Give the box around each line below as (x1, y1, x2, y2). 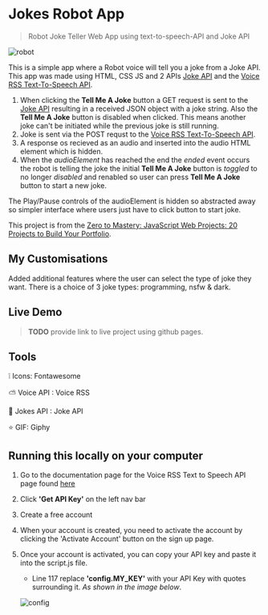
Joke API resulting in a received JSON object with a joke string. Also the (19, 104, 258, 113)
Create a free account (19, 510, 93, 519)
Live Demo (8, 305, 63, 319)
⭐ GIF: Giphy (8, 423, 51, 433)
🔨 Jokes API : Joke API (8, 407, 83, 416)
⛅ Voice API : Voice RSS (8, 387, 90, 398)
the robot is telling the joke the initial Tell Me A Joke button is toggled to (19, 163, 258, 173)
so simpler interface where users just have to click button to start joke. (8, 204, 242, 214)
